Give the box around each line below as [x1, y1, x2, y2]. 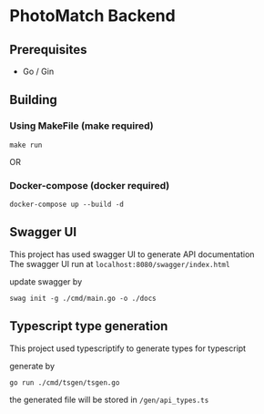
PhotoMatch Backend [9, 5, 176, 26]
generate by [9, 360, 56, 371]
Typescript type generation [9, 318, 168, 334]
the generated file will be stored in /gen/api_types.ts [9, 394, 209, 405]
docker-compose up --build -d [9, 200, 125, 209]
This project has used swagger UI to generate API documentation [9, 248, 255, 260]
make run [9, 140, 43, 150]
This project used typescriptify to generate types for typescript [9, 343, 247, 354]
